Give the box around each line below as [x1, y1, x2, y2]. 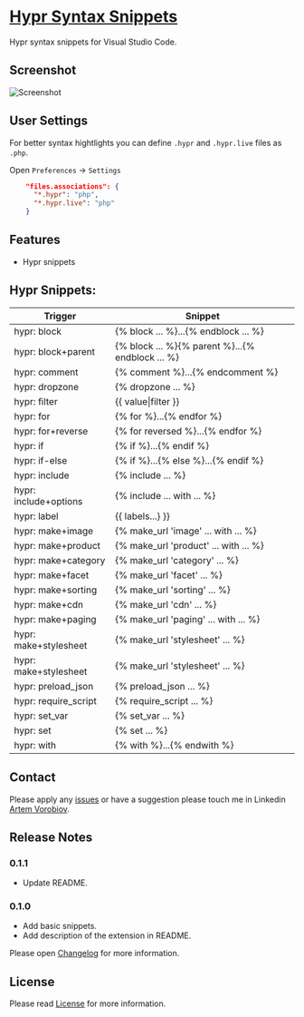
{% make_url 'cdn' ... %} [114, 598, 217, 611]
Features [9, 232, 61, 248]
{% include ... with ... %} [114, 489, 216, 502]
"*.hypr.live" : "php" [33, 199, 116, 208]
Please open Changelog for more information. [9, 948, 180, 959]
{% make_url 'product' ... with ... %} [114, 539, 264, 552]
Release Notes [9, 829, 93, 845]
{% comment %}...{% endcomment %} [114, 366, 279, 378]
